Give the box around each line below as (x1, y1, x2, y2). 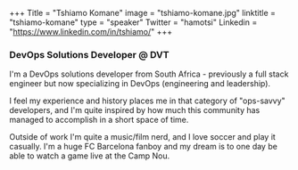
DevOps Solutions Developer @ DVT (9, 48, 170, 61)
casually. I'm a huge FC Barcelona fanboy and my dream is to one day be (9, 142, 278, 152)
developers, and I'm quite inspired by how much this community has (9, 105, 261, 116)
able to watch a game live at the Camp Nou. (9, 150, 170, 161)
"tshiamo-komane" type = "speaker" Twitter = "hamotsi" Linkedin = (9, 17, 258, 28)
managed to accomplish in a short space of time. (9, 115, 189, 125)
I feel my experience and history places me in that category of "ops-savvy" (9, 95, 286, 106)
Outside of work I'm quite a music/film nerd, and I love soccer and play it (9, 132, 277, 142)
